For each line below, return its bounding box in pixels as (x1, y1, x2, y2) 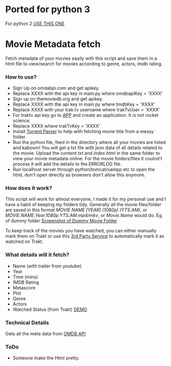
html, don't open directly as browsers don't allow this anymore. (12, 172, 145, 178)
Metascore (12, 284, 36, 290)
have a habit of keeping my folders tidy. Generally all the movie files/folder (5, 202, 162, 208)
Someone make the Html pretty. (12, 355, 80, 361)
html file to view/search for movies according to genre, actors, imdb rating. (5, 60, 163, 67)
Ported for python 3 (5, 4, 90, 15)
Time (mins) (12, 274, 38, 280)
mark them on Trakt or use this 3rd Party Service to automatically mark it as (5, 233, 164, 239)
